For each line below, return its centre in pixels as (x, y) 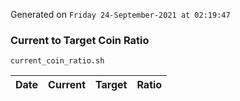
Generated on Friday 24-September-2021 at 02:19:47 (120, 14)
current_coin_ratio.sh (57, 61)
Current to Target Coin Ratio (80, 40)
